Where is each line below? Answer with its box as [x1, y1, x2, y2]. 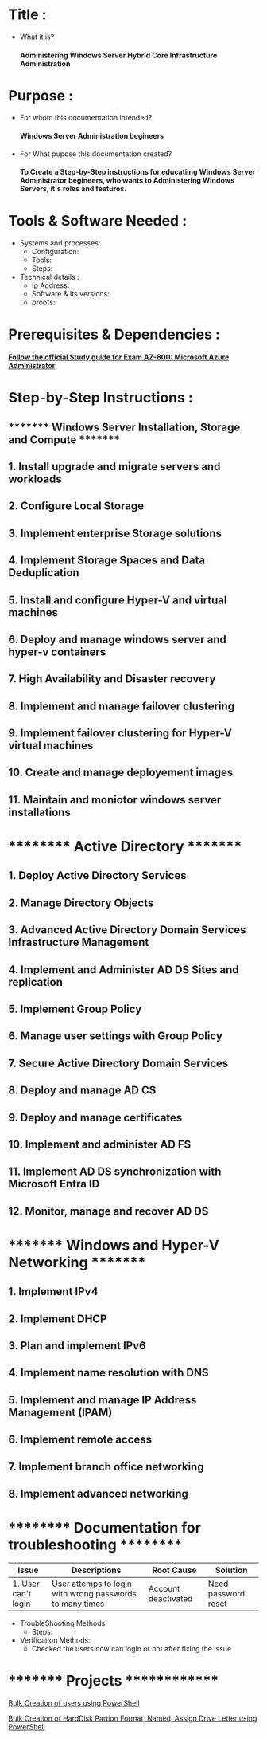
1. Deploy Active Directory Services [8, 869, 187, 882]
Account [148, 1583, 180, 1594]
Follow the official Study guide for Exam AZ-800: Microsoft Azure [8, 352, 230, 362]
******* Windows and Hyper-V [8, 1236, 220, 1254]
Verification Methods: [19, 1635, 91, 1645]
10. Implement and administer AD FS [8, 1137, 192, 1151]
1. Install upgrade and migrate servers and [8, 460, 221, 473]
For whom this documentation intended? [19, 113, 153, 123]
